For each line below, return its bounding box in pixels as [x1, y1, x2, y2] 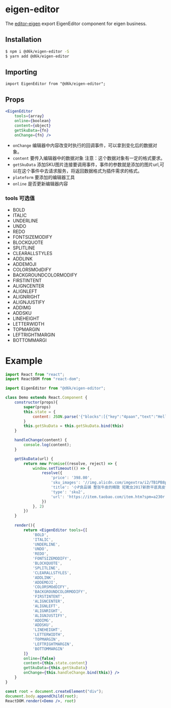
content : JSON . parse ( [32, 414, 79, 419]
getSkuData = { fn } [14, 128, 49, 133]
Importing [5, 67, 37, 76]
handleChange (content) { [14, 438, 67, 443]
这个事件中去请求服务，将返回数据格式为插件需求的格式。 [21, 168, 142, 174]
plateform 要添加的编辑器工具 [12, 174, 75, 180]
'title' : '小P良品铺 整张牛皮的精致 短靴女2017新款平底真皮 [50, 485, 165, 490]
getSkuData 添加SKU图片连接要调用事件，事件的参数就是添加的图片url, [12, 162, 160, 168]
